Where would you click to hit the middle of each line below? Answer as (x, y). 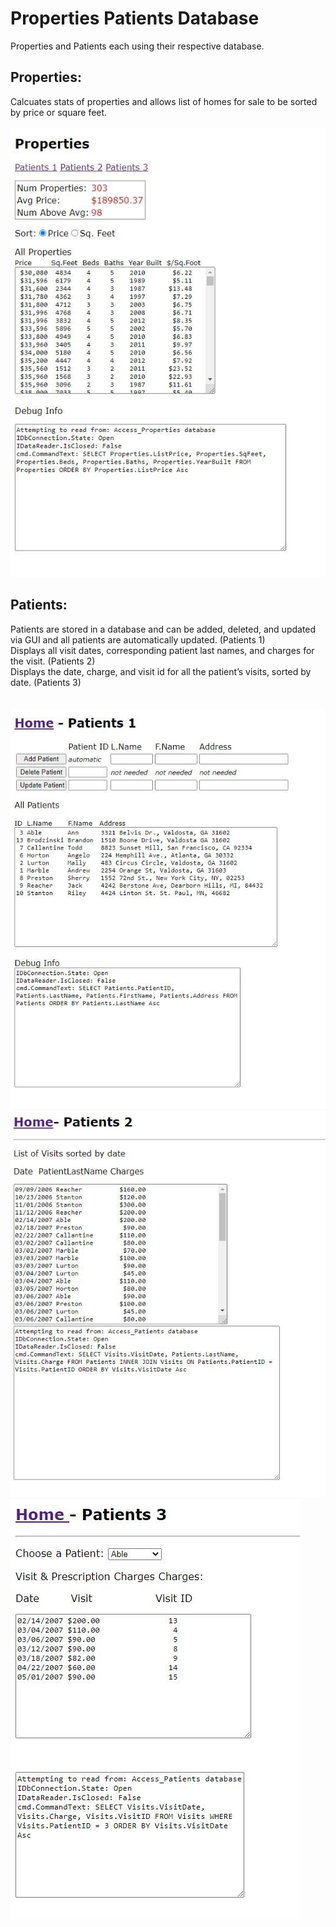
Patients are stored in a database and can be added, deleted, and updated (163, 629)
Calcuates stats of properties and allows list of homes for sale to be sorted (164, 101)
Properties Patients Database (135, 18)
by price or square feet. (59, 112)
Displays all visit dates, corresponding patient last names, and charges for (162, 650)
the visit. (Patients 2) (53, 661)
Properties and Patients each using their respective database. (137, 46)
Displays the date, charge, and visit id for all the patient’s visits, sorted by (161, 671)
